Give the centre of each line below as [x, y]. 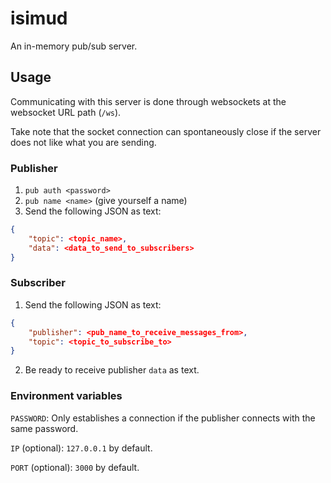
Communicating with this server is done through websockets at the [148, 101]
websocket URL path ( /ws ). [66, 112]
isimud [39, 18]
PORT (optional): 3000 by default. [75, 467]
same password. [44, 428]
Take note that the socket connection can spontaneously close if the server [166, 131]
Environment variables [66, 396]
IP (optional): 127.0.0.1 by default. [81, 448]
